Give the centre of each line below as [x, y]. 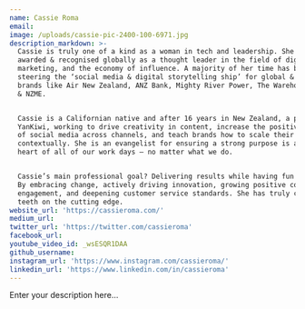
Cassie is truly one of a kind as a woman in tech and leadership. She [156, 52]
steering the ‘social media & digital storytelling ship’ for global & [156, 77]
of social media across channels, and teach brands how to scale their [156, 135]
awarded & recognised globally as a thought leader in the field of [150, 60]
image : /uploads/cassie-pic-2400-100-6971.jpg [99, 35]
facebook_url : [36, 236]
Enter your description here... [64, 295]
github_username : [42, 252]
